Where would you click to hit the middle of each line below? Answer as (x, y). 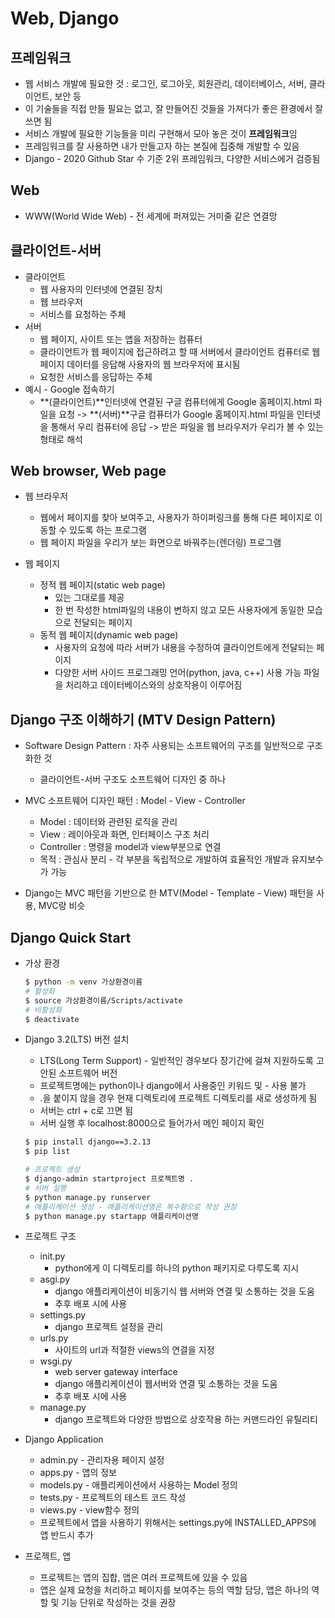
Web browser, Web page (88, 471)
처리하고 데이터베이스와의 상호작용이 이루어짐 (154, 685)
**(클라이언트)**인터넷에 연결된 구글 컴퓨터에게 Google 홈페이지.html (175, 401)
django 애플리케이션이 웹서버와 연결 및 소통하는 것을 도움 (166, 1384)
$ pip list (47, 1152)
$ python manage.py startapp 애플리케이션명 (111, 1216)
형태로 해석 (61, 439)
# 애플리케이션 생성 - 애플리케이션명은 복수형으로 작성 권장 (130, 1207)
